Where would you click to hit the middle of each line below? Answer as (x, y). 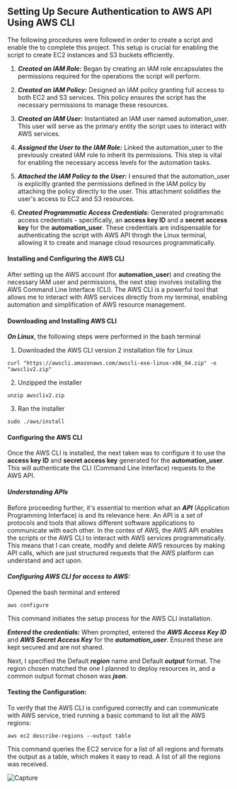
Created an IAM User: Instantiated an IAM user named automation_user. (123, 118)
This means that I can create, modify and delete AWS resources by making (116, 545)
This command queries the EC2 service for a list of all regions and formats (116, 749)
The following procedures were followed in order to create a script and (110, 40)
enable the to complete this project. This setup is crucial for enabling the (113, 47)
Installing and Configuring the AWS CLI (66, 259)
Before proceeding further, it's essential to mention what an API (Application (118, 507)
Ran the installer (41, 409)
